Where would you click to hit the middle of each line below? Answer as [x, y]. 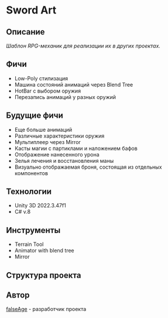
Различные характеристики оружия [59, 136]
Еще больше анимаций [43, 129]
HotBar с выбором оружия [47, 91]
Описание [25, 32]
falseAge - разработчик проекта [46, 309]
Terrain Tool [29, 244]
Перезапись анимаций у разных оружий [65, 97]
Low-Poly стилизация [41, 78]
